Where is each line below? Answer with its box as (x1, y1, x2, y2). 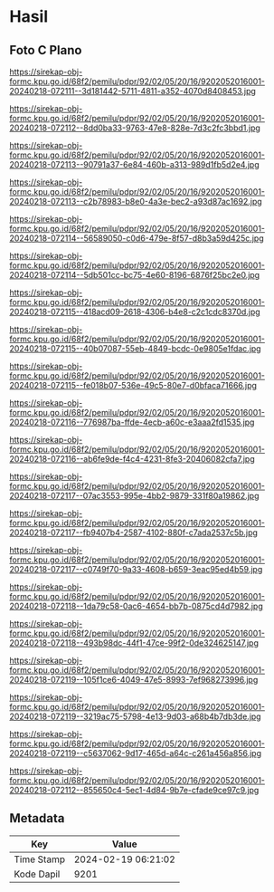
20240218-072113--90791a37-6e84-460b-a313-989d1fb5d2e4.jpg (9, 159, 260, 169)
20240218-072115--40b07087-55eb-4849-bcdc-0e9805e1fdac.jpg (9, 343, 261, 354)
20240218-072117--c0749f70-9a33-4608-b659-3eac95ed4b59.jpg (9, 564, 263, 574)
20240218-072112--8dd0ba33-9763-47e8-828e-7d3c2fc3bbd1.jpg (9, 122, 260, 133)
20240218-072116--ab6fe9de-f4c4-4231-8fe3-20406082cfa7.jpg (9, 454, 255, 464)
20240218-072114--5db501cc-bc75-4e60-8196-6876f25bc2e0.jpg (9, 270, 260, 280)
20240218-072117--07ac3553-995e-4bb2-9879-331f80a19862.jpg (9, 491, 260, 501)
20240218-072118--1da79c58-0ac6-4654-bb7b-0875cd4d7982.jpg (9, 600, 264, 611)
